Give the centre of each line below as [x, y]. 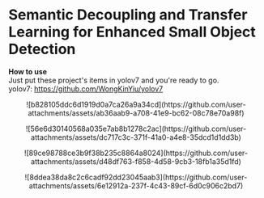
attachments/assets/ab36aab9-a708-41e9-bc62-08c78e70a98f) [136, 113]
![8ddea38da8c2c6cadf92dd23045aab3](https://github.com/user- [136, 177]
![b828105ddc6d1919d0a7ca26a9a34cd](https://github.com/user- [136, 104]
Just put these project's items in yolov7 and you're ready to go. [114, 80]
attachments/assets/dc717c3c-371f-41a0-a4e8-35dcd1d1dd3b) [136, 137]
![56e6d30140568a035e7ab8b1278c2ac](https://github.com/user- [136, 128]
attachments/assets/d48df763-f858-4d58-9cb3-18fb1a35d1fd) [136, 161]
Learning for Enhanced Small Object [132, 32]
